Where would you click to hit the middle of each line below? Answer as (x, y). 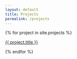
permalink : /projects (27, 19)
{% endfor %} (19, 52)
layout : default (22, 10)
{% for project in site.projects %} (39, 33)
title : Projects (22, 14)
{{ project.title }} (22, 42)
